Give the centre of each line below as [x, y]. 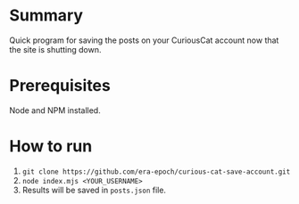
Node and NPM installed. [55, 110]
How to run [51, 147]
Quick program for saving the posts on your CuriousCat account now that [144, 40]
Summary [46, 16]
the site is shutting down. [55, 49]
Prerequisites [60, 86]
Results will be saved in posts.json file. [94, 190]
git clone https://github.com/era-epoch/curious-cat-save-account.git [156, 171]
